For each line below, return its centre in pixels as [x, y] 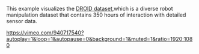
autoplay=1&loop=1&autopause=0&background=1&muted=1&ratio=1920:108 [99, 39]
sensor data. [22, 21]
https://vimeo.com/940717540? [45, 33]
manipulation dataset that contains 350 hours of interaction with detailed [96, 15]
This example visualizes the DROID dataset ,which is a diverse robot [90, 9]
